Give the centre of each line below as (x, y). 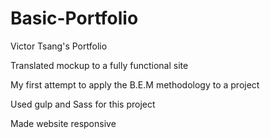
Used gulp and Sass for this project (83, 104)
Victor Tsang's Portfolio (59, 46)
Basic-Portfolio (74, 18)
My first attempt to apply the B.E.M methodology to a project (135, 84)
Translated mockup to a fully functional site (99, 65)
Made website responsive (63, 123)
